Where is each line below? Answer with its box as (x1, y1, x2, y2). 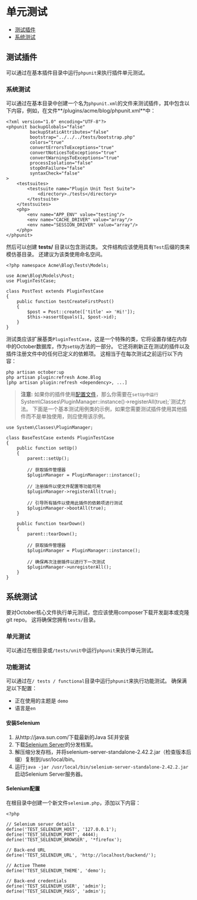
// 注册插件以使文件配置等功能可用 (27, 484, 101, 490)
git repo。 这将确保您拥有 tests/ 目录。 (6, 616, 99, 623)
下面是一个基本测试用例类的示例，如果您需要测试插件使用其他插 (32, 406, 187, 413)
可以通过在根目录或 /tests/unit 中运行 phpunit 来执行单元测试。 (6, 647, 157, 654)
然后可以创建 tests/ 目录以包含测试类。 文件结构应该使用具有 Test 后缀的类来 (6, 243, 190, 250)
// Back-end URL (6, 847, 46, 853)
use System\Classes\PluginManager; (6, 425, 94, 431)
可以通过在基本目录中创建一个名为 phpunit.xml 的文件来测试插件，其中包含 (6, 100, 185, 107)
